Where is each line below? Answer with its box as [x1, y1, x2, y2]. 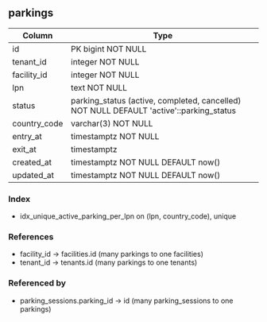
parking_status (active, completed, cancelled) [71, 95, 242, 106]
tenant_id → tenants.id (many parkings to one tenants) [19, 258, 198, 267]
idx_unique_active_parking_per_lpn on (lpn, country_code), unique [19, 211, 237, 221]
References [8, 231, 54, 242]
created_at [12, 157, 52, 168]
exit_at [12, 143, 37, 154]
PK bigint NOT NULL [71, 43, 147, 54]
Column [22, 29, 53, 41]
